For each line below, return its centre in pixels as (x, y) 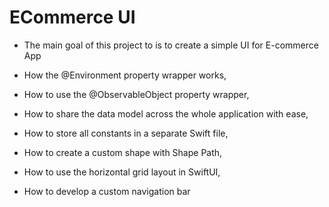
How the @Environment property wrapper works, (125, 75)
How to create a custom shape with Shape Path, (123, 152)
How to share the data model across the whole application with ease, (166, 113)
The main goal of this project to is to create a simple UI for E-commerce (171, 45)
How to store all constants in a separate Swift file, (126, 133)
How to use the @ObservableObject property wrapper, (136, 94)
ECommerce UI (72, 17)
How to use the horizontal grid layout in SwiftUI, (122, 172)
